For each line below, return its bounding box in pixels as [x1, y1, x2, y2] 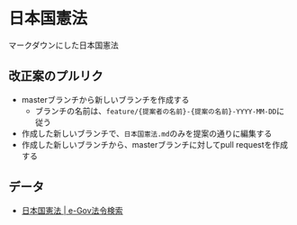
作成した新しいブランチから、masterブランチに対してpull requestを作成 [21, 139, 289, 149]
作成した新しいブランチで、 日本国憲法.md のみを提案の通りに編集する [21, 128, 273, 139]
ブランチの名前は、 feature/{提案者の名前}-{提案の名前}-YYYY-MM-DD [34, 105, 277, 116]
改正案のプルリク [8, 68, 103, 84]
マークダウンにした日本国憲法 [8, 40, 119, 50]
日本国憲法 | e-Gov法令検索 [21, 204, 123, 216]
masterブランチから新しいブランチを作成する [21, 94, 190, 104]
